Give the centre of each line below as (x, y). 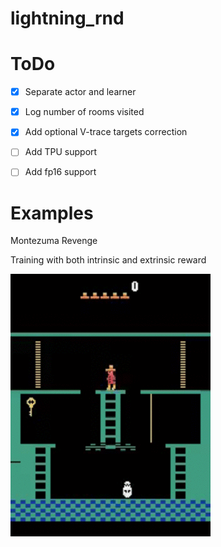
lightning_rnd (67, 18)
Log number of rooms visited (84, 112)
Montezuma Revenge (54, 241)
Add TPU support (61, 152)
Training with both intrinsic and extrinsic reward (108, 260)
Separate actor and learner (80, 92)
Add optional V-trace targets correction (106, 132)
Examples (52, 213)
